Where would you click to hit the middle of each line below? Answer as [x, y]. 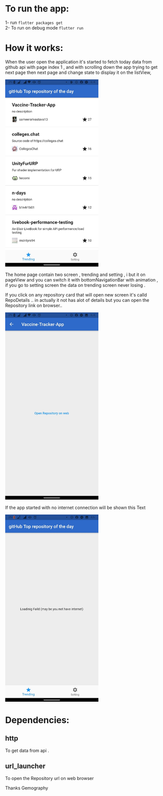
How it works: [34, 48]
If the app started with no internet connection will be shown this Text [75, 508]
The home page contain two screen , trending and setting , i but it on [75, 274]
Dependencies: [37, 720]
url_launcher [25, 766]
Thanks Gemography [27, 788]
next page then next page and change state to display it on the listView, [78, 72]
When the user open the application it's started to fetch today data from [79, 62]
